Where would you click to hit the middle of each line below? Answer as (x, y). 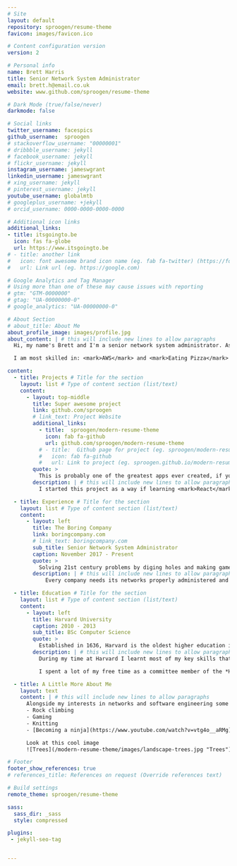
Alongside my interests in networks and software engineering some (127, 704)
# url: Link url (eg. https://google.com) (74, 268)
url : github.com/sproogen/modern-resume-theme (115, 443)
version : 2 (23, 53)
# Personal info (31, 66)
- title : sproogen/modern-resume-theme (99, 430)
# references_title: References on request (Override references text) (115, 775)
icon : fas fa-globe (42, 242)
